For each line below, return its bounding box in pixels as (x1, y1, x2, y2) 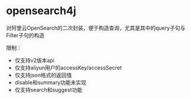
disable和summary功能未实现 (14, 78, 87, 86)
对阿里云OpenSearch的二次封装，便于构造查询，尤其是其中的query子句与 (6, 24, 186, 31)
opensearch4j (6, 4, 76, 18)
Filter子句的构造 (6, 31, 45, 39)
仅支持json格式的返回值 (14, 71, 72, 78)
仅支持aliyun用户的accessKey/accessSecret (14, 64, 122, 71)
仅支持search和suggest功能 (14, 86, 83, 93)
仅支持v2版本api (14, 57, 55, 64)
